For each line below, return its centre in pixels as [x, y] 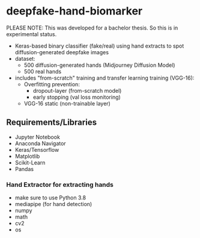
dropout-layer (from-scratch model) [77, 90]
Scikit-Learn [30, 162]
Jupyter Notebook [37, 137]
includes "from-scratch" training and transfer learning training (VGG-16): [105, 78]
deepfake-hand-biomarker [74, 11]
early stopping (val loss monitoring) [77, 97]
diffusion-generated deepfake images [62, 52]
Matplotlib [27, 156]
